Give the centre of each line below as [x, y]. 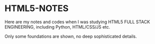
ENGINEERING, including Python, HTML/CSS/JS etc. [57, 27]
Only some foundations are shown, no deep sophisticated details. [71, 36]
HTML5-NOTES [37, 8]
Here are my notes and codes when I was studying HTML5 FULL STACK [77, 22]
